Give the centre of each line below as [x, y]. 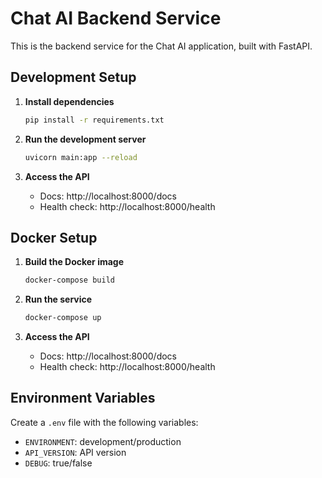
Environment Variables [83, 398]
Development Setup [73, 77]
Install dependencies [69, 101]
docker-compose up [63, 318]
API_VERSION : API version [75, 452]
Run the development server [85, 139]
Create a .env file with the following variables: [104, 422]
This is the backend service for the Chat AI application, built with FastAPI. [161, 46]
